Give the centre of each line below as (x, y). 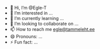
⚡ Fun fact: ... (24, 42)
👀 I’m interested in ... (31, 13)
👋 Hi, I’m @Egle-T (28, 8)
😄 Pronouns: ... (26, 36)
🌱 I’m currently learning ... (37, 18)
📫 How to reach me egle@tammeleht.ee (52, 29)
